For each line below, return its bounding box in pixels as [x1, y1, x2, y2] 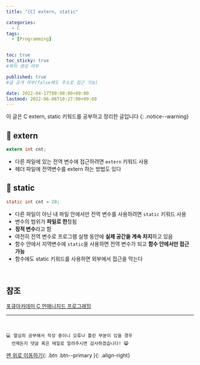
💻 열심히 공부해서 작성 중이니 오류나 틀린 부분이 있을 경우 [6, 333, 133, 339]
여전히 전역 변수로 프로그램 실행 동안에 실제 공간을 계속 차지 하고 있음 [14, 233, 173, 240]
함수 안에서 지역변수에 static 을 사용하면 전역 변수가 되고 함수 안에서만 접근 [14, 240, 189, 248]
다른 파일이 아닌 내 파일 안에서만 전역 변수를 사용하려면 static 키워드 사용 [14, 210, 186, 218]
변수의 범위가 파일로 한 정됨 [14, 218, 77, 225]
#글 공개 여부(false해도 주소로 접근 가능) [6, 79, 98, 85]
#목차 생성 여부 [6, 63, 39, 69]
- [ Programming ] [11, 36, 52, 42]
